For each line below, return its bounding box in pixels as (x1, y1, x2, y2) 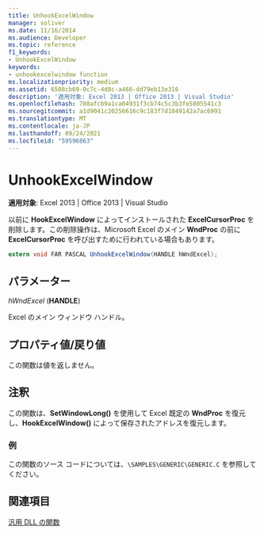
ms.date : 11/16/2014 (8, 26, 77, 34)
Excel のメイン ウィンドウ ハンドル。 (8, 312, 129, 322)
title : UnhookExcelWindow (8, 11, 94, 20)
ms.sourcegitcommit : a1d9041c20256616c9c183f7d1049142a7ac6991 (8, 108, 222, 116)
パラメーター (8, 274, 71, 288)
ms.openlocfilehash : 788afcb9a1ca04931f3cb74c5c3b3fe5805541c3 (8, 100, 222, 108)
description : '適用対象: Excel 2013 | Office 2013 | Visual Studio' (8, 93, 235, 101)
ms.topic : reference (8, 41, 77, 49)
